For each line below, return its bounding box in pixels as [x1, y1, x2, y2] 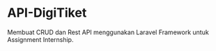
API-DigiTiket [7, 5, 87, 21]
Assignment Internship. [7, 35, 74, 43]
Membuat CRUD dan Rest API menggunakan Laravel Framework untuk [7, 28, 209, 36]
